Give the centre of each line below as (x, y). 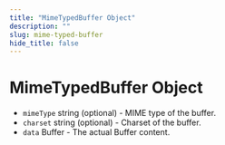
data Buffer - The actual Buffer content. (96, 132)
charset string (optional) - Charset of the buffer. (112, 122)
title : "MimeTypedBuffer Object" (73, 18)
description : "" (40, 26)
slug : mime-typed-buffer (56, 34)
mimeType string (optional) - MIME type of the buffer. (119, 113)
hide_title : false (44, 43)
